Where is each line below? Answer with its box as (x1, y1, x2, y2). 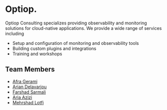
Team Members (5, 65, 55, 74)
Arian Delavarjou (12, 84, 47, 90)
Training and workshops (12, 51, 62, 57)
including (5, 30, 24, 36)
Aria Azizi (12, 94, 32, 100)
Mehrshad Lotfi (12, 100, 44, 106)
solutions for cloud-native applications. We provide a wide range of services (5, 25, 162, 31)
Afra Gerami (12, 78, 38, 84)
